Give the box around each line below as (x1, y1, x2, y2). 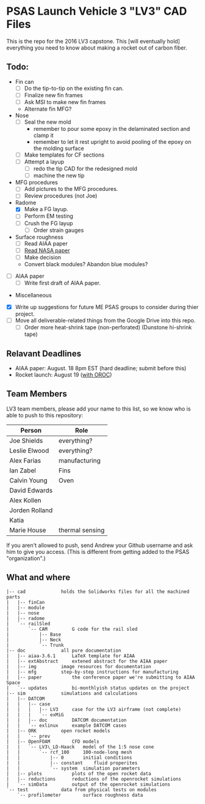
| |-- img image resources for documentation (6, 663, 151, 669)
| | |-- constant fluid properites (6, 760, 138, 766)
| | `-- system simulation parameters (6, 765, 140, 772)
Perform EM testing (24, 212, 73, 220)
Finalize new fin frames (24, 91, 84, 99)
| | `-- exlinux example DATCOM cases (6, 722, 127, 729)
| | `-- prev (6, 733, 51, 739)
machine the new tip (33, 172, 85, 179)
